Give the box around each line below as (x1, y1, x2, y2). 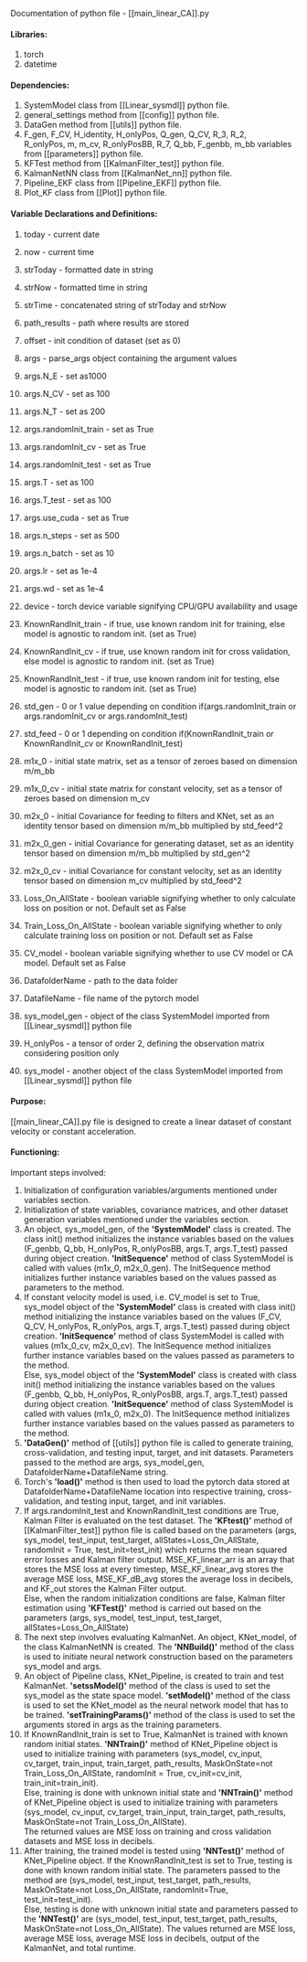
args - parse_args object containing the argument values (23, 352, 238, 364)
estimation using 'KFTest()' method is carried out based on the (23, 1603, 262, 1614)
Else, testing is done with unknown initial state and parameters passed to (23, 1903, 299, 1914)
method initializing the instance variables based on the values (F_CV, (23, 1311, 282, 1322)
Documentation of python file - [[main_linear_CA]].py (10, 8, 209, 18)
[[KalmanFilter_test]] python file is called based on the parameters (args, (23, 1525, 297, 1536)
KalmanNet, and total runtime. (23, 1943, 136, 1954)
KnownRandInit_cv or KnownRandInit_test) (23, 738, 184, 749)
